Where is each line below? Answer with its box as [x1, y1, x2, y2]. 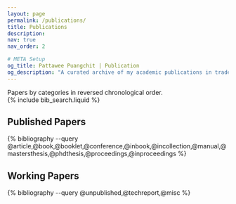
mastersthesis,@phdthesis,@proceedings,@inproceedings [7, 149, 177, 158]
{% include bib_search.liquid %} [7, 96, 100, 104]
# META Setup [7, 56, 46, 63]
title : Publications [7, 23, 68, 30]
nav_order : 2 [7, 43, 46, 50]
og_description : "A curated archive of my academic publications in [7, 68, 212, 76]
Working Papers [7, 170, 79, 181]
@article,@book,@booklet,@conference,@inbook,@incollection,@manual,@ [7, 142, 227, 151]
